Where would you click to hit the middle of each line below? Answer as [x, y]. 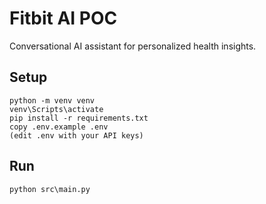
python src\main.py [50, 189]
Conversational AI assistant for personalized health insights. [133, 46]
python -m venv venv [52, 100]
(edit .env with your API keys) [76, 135]
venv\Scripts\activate [56, 109]
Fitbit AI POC [63, 18]
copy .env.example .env [59, 127]
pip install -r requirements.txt [79, 118]
